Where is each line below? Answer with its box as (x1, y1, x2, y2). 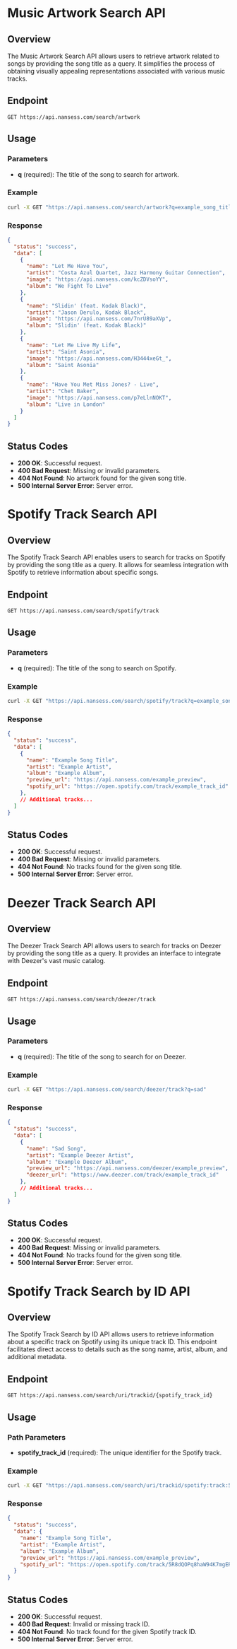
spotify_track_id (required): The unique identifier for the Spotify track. (17, 1448, 222, 1457)
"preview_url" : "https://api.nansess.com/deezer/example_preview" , (25, 1165, 229, 1172)
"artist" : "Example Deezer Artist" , (25, 1151, 134, 1159)
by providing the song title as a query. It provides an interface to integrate (7, 949, 221, 957)
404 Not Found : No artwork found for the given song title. (17, 474, 187, 482)
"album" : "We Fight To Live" (25, 283, 112, 290)
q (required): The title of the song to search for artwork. (17, 170, 180, 178)
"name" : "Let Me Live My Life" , (25, 342, 121, 349)
